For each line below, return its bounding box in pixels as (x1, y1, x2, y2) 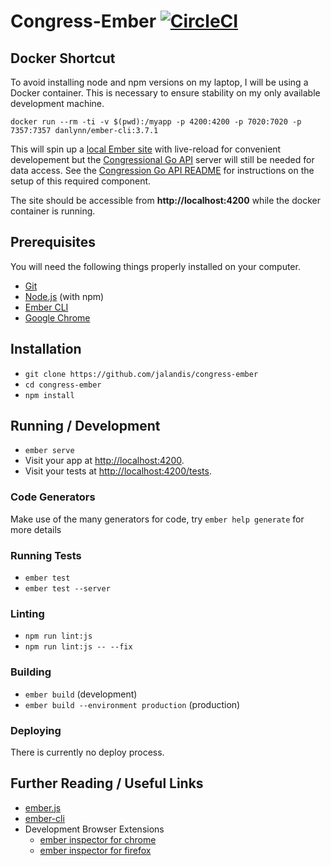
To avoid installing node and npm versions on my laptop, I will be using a (10, 76, 309, 88)
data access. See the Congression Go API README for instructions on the (10, 165, 315, 176)
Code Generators (10, 490, 96, 504)
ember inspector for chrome (39, 833, 157, 845)
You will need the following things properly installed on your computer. (10, 260, 301, 272)
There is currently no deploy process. (10, 746, 165, 758)
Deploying (10, 723, 62, 737)
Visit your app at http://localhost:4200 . (24, 455, 185, 467)
